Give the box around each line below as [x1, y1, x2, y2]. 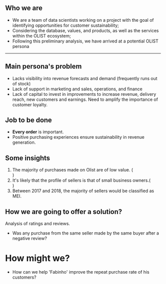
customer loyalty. [12, 101, 48, 108]
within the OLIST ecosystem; [12, 33, 71, 39]
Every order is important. [12, 129, 64, 135]
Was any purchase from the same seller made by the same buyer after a [12, 230, 159, 236]
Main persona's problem [5, 62, 82, 71]
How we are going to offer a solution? [5, 207, 123, 216]
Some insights [5, 154, 50, 162]
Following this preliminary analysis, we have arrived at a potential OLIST [12, 38, 159, 44]
